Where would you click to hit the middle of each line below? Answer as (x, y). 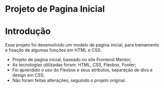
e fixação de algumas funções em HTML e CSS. (53, 50)
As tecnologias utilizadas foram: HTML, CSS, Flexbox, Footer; (74, 65)
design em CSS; (28, 75)
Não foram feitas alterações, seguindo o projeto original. (69, 80)
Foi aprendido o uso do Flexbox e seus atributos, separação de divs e (82, 70)
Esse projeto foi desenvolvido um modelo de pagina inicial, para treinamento (82, 45)
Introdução (28, 32)
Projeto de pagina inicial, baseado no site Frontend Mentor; (72, 60)
